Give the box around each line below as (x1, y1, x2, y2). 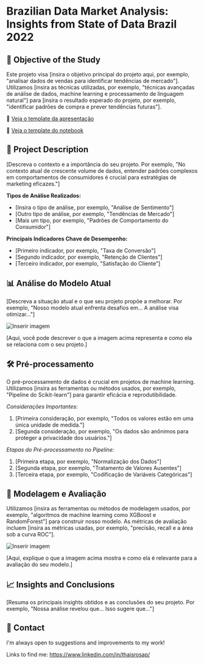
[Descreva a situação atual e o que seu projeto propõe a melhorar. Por (6, 297, 183, 305)
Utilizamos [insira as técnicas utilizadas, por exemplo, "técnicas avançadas (6, 84, 195, 91)
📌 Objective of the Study (6, 54, 100, 65)
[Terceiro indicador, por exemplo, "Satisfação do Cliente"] (15, 259, 161, 267)
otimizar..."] (6, 310, 35, 318)
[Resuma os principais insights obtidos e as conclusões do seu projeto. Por (6, 599, 195, 606)
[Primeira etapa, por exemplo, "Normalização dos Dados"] (15, 458, 161, 465)
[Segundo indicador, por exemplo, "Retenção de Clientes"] (15, 253, 163, 261)
